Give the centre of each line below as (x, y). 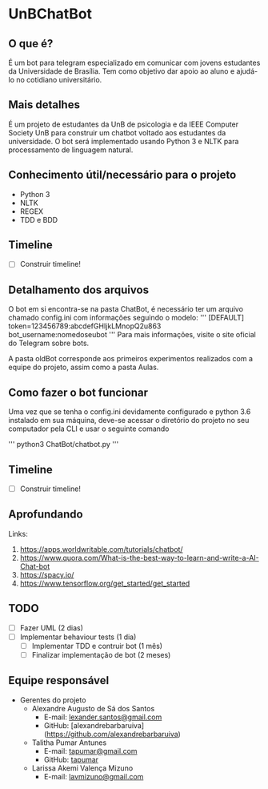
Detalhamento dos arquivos (79, 290)
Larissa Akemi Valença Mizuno (82, 768)
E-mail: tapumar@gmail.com (90, 751)
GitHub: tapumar (71, 759)
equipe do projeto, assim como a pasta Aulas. (84, 367)
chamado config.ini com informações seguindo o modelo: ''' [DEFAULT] (126, 318)
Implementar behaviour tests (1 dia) (78, 637)
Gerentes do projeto (53, 700)
